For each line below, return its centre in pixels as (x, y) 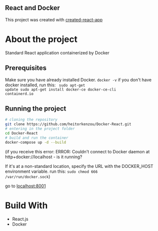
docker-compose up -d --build (36, 142)
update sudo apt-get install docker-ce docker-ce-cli (61, 89)
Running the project (36, 108)
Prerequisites (26, 68)
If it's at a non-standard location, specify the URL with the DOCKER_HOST (79, 166)
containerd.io (19, 94)
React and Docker (33, 8)
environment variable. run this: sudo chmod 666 (52, 171)
